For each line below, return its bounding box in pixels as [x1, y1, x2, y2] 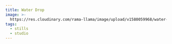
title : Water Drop [5, 7, 45, 13]
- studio [10, 31, 29, 36]
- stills [10, 26, 29, 31]
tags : [5, 21, 17, 27]
